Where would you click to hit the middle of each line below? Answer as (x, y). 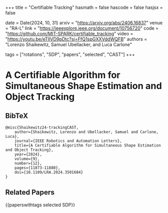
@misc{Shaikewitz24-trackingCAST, (42, 127)
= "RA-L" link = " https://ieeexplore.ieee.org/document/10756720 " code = (82, 28)
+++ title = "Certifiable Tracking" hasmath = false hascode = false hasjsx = (84, 7)
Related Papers (30, 192)
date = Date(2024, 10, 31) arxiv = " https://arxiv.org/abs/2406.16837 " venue (84, 23)
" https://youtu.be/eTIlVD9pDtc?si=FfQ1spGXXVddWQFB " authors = (76, 39)
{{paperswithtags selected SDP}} (40, 205)
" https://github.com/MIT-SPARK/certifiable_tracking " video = (69, 34)
